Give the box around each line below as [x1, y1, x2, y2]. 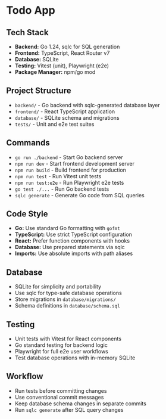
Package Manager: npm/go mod [14, 69, 96, 75]
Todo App [6, 4, 55, 17]
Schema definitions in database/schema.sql [14, 302, 120, 309]
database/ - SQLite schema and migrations [14, 114, 120, 121]
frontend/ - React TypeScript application [14, 108, 115, 115]
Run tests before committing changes [14, 387, 107, 394]
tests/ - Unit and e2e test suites [14, 120, 95, 128]
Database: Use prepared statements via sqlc [14, 244, 125, 251]
